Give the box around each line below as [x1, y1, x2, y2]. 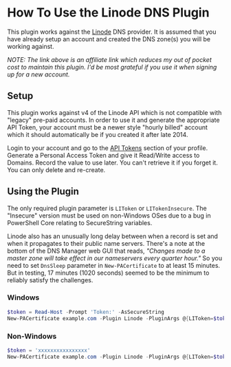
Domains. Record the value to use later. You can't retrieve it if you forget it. [7, 158, 218, 167]
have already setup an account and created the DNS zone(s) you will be [7, 34, 211, 43]
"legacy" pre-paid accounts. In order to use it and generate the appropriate [7, 116, 220, 124]
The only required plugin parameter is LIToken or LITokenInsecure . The [7, 204, 208, 212]
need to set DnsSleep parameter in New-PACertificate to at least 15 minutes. [7, 261, 221, 269]
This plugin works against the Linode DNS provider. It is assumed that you [7, 28, 217, 36]
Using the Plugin [7, 186, 79, 198]
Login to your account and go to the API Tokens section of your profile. [7, 143, 208, 152]
